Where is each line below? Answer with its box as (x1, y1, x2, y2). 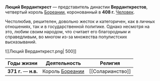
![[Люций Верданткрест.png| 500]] (5, 48, 77, 54)
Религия (100, 60, 120, 67)
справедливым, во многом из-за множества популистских (5, 34, 128, 40)
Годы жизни (7, 60, 38, 67)
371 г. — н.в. (7, 68, 38, 74)
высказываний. (5, 39, 37, 45)
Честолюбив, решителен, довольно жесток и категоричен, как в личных (5, 19, 155, 24)
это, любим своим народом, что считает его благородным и (5, 29, 131, 34)
